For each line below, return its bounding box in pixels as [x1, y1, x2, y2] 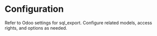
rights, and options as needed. [4, 25, 68, 31]
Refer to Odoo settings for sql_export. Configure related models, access [4, 20, 153, 26]
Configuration [4, 3, 64, 15]
